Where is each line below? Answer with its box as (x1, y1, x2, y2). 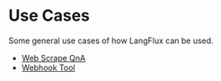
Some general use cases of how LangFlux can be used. (8, 35, 214, 46)
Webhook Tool (21, 62, 75, 73)
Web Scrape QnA (21, 52, 86, 63)
